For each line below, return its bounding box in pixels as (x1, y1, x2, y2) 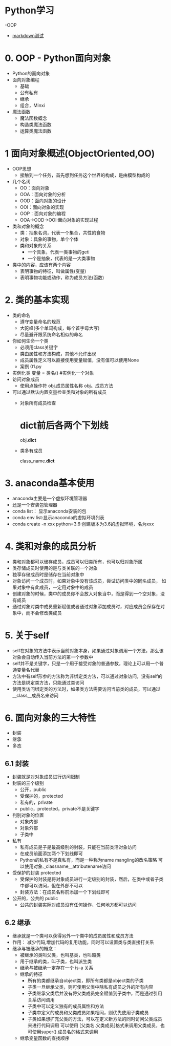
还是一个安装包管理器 (12, 501, 57, 507)
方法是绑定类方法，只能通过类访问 (12, 679, 84, 686)
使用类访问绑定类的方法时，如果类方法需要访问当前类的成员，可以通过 (12, 686, 161, 692)
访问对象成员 (12, 376, 39, 382)
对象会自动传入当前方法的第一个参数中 (12, 654, 93, 660)
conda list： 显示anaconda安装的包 (12, 508, 87, 514)
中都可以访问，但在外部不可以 (19, 883, 83, 889)
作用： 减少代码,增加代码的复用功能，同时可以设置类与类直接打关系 (12, 939, 154, 945)
